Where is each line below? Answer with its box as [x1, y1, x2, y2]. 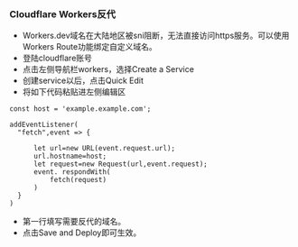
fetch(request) [49, 176, 107, 185]
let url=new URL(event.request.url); [33, 144, 176, 153]
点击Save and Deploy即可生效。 [22, 227, 142, 238]
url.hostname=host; [33, 151, 107, 161]
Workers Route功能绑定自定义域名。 [22, 41, 157, 52]
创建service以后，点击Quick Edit [22, 75, 144, 87]
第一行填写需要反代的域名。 [22, 216, 126, 227]
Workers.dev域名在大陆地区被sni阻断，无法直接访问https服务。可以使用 [22, 30, 290, 41]
